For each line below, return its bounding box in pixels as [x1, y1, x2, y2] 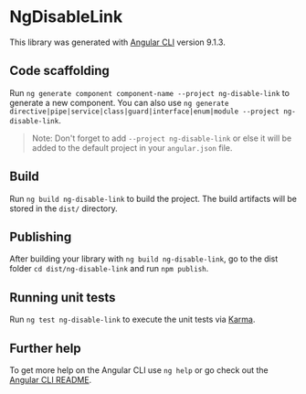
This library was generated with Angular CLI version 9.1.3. [9, 37, 226, 48]
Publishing [9, 229, 72, 244]
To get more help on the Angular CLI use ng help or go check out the [9, 365, 269, 376]
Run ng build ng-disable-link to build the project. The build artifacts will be [9, 193, 298, 204]
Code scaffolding [9, 63, 110, 79]
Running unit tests [9, 290, 116, 305]
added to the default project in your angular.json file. [31, 142, 233, 153]
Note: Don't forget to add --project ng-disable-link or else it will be [31, 133, 292, 144]
